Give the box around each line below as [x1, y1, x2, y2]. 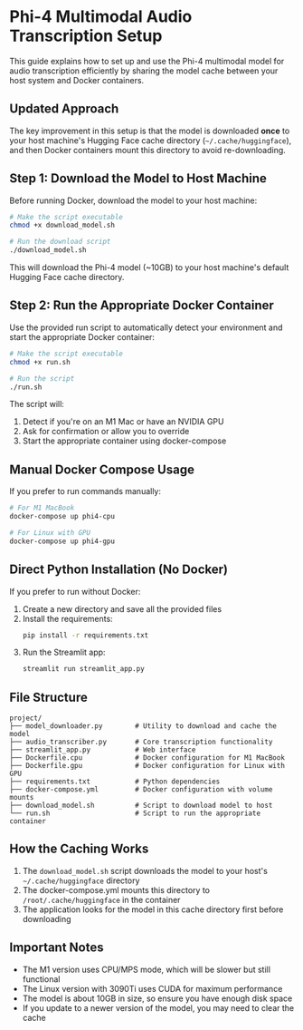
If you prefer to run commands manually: [9, 486, 161, 497]
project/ [9, 714, 43, 723]
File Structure [9, 689, 88, 704]
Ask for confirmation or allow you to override [22, 426, 190, 437]
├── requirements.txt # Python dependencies [9, 777, 221, 786]
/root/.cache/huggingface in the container [22, 894, 181, 905]
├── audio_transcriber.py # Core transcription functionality [9, 737, 273, 747]
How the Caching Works [9, 841, 149, 857]
